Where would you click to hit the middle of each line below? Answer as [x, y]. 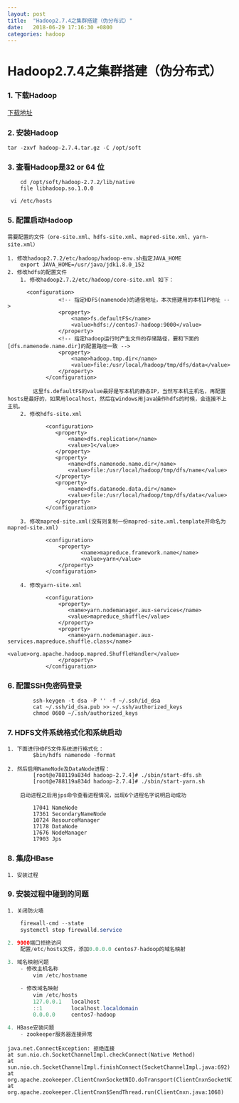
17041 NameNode [55, 808]
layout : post [27, 14]
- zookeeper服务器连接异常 [56, 1035]
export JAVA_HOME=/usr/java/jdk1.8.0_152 [82, 265]
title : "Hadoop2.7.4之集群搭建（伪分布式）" [70, 21]
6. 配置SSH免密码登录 [45, 686]
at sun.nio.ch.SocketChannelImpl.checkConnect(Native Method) [101, 1055]
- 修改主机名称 [39, 969]
